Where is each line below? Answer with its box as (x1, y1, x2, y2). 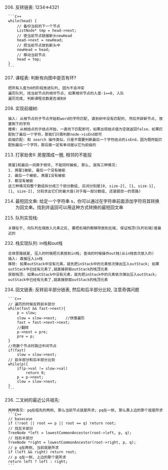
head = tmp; (17, 57, 41, 62)
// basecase (8, 417, 33, 422)
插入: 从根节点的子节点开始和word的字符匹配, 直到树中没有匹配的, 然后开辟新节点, (8, 116, 157, 121)
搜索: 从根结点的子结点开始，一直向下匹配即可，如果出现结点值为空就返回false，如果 (8, 127, 160, 132)
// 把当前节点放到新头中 (17, 43, 61, 48)
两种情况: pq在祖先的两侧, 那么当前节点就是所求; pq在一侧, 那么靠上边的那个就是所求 (8, 408, 163, 413)
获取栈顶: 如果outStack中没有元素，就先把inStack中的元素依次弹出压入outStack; (8, 272, 157, 277)
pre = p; (17, 334, 35, 339)
